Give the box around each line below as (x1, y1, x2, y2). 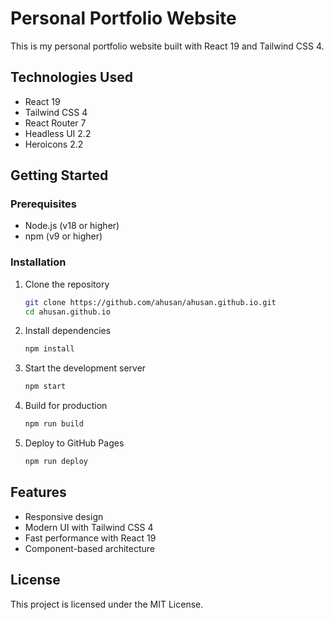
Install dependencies (24, 325, 112, 337)
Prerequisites (10, 197, 77, 211)
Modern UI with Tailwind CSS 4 (24, 521, 154, 533)
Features (10, 484, 67, 501)
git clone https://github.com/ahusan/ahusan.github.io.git (24, 297, 277, 307)
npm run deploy (24, 457, 89, 467)
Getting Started (10, 167, 109, 184)
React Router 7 (24, 117, 87, 129)
